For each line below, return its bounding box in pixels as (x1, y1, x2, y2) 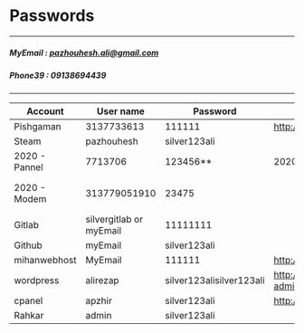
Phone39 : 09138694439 (9, 70, 107, 81)
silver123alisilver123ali (164, 274, 265, 287)
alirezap (85, 274, 119, 287)
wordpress (14, 274, 60, 287)
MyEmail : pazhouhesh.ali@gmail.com (9, 47, 159, 58)
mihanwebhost (14, 254, 77, 267)
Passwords (9, 5, 95, 26)
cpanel (14, 295, 43, 308)
